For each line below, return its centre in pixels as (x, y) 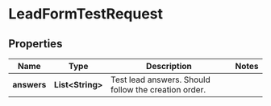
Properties (35, 44)
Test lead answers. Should (161, 79)
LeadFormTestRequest (86, 14)
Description (169, 66)
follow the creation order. (158, 90)
